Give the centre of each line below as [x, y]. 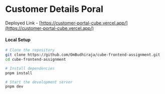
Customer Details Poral [54, 9]
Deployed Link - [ [23, 23]
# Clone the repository [30, 50]
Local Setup [18, 40]
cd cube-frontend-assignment [36, 59]
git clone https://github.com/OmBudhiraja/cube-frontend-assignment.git [83, 55]
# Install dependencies [30, 68]
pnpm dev [14, 87]
